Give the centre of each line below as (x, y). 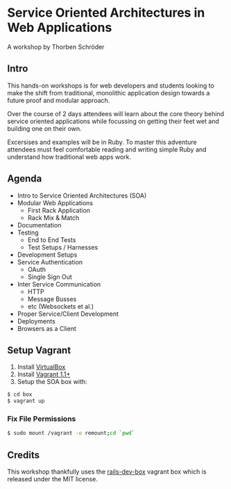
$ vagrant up (26, 401)
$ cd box (20, 394)
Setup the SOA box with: (52, 382)
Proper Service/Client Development (68, 314)
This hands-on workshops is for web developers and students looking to (111, 86)
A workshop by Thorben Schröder (56, 47)
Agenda (25, 179)
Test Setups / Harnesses (63, 247)
